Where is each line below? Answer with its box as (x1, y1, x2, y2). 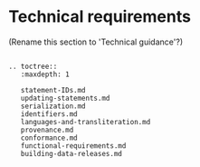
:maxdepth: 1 (20, 70, 70, 79)
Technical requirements (8, 6, 192, 27)
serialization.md (20, 102, 87, 111)
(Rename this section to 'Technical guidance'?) (8, 36, 183, 47)
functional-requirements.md (20, 141, 127, 151)
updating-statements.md (20, 93, 110, 103)
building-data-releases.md (20, 149, 123, 158)
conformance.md (20, 133, 78, 142)
